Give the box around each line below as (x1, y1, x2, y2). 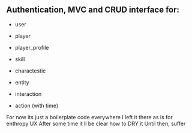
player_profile (14, 44, 49, 51)
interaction (14, 90, 42, 98)
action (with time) (14, 102, 59, 109)
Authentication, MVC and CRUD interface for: (6, 5, 180, 15)
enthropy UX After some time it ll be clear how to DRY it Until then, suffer (6, 120, 186, 127)
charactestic (14, 67, 46, 74)
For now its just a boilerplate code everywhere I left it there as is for (6, 113, 173, 120)
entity (14, 78, 29, 86)
